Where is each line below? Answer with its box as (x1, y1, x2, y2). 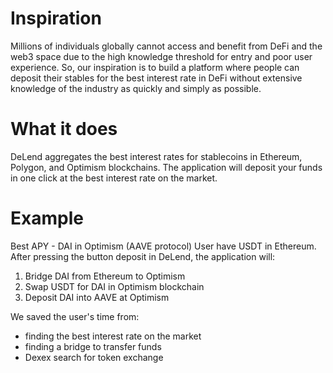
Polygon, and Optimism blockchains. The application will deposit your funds (10, 161, 323, 173)
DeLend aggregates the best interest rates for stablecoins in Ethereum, (10, 150, 303, 162)
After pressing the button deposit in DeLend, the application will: (10, 250, 276, 262)
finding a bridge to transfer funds (24, 340, 162, 352)
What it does (10, 118, 118, 141)
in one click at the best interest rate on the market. (10, 172, 218, 184)
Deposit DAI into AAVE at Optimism (24, 291, 170, 303)
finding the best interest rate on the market (24, 330, 202, 342)
